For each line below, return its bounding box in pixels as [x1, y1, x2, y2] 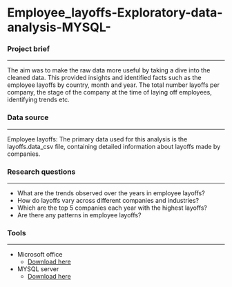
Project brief [7, 44, 50, 54]
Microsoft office [17, 250, 64, 259]
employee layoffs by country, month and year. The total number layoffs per [7, 81, 220, 89]
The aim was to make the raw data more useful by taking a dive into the [7, 66, 211, 75]
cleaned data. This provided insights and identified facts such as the [7, 74, 202, 82]
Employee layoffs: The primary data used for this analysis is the [7, 135, 188, 143]
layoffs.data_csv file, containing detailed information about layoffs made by [7, 142, 221, 150]
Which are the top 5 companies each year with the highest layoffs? [17, 204, 208, 212]
